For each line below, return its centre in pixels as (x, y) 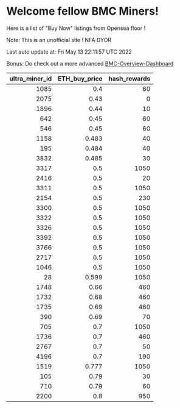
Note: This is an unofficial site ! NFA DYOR (59, 40)
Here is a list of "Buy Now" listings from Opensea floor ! (76, 28)
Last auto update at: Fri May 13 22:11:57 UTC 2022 (69, 52)
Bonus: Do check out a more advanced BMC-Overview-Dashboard (90, 63)
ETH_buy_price (80, 79)
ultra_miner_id (31, 79)
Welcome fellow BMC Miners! (83, 11)
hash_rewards (130, 79)
